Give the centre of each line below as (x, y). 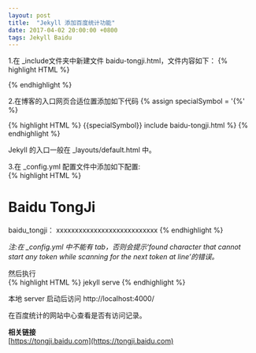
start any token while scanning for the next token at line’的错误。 (113, 257)
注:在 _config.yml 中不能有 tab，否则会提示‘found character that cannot (125, 247)
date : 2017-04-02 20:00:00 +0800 (63, 30)
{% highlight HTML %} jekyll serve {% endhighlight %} (97, 282)
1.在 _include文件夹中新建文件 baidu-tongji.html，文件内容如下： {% (118, 61)
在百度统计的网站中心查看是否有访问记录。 (77, 315)
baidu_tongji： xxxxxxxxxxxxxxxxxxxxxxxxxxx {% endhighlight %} (116, 230)
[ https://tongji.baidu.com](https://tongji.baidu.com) (91, 341)
